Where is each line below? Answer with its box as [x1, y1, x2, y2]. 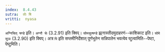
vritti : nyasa [5, 16, 37, 21]
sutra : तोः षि [5, 12, 32, 17]
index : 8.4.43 [5, 7, 37, 12]
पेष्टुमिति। [5, 41, 21, 47]
